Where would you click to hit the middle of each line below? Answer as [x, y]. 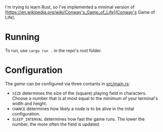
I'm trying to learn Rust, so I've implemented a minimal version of [70, 7]
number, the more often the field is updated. [56, 124]
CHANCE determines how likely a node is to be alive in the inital [73, 109]
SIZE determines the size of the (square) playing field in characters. [79, 93]
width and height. [30, 103]
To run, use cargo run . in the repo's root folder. [53, 50]
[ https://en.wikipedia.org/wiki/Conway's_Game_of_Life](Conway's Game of [80, 12]
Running [22, 37]
